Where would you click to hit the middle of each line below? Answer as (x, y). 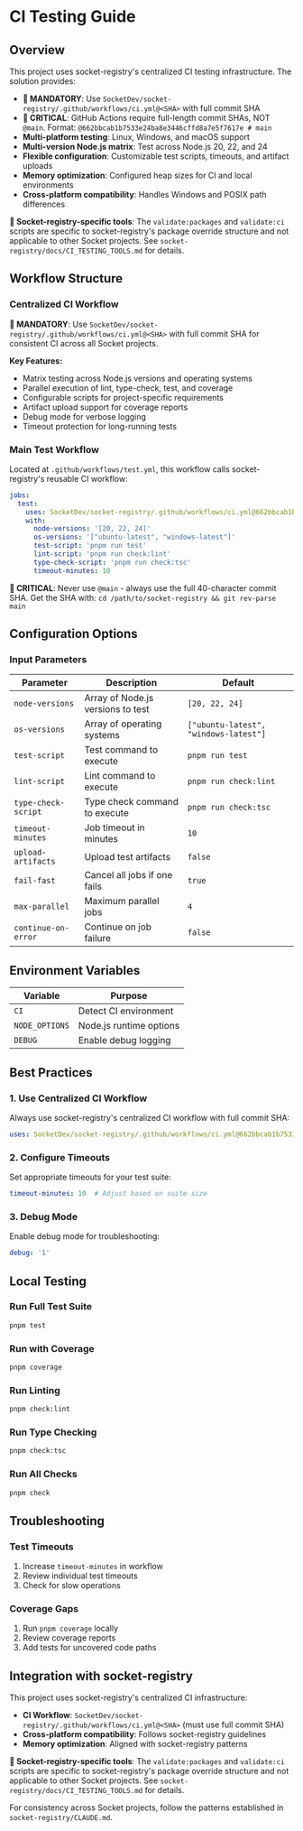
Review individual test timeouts (80, 1576)
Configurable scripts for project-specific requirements (123, 397)
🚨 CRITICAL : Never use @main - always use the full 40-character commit (143, 587)
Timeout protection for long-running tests (100, 426)
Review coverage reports (69, 1638)
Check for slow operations (72, 1586)
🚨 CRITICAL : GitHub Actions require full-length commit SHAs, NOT (146, 118)
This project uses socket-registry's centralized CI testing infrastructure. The (151, 71)
